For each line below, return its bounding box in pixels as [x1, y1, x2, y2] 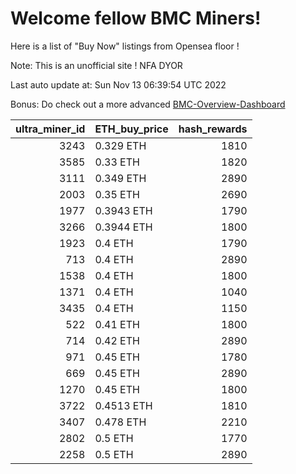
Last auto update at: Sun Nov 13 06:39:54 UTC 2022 [10, 78, 227, 91]
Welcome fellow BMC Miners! [10, 7, 262, 30]
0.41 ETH [94, 317, 140, 331]
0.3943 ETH [94, 203, 153, 217]
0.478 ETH [94, 415, 147, 429]
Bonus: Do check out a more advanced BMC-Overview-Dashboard [10, 98, 286, 110]
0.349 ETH [94, 171, 147, 185]
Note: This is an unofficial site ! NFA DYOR [10, 59, 183, 71]
